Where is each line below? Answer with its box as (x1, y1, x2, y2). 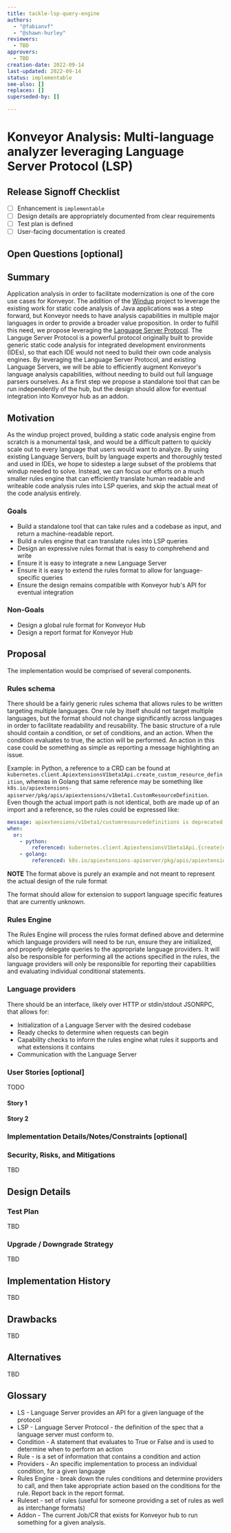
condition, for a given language (16, 1467, 106, 1475)
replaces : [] (7, 87, 45, 94)
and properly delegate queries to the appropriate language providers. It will (7, 945, 220, 954)
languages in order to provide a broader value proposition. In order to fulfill (7, 319, 219, 328)
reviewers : (7, 36, 38, 43)
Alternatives (7, 1352, 62, 1363)
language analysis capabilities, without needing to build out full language (7, 370, 213, 379)
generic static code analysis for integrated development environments (7, 341, 206, 349)
